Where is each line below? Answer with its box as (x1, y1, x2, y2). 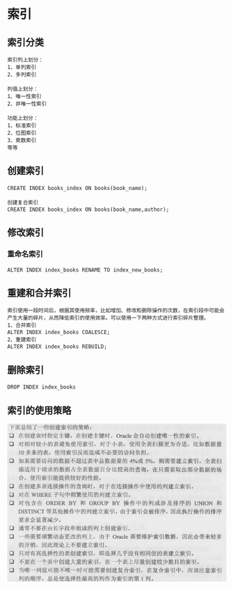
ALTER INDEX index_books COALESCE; (7, 329, 111, 336)
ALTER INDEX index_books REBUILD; (7, 343, 108, 350)
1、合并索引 (7, 322, 37, 329)
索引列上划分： (7, 56, 44, 63)
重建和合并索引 (7, 287, 72, 299)
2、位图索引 (7, 129, 37, 136)
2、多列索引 (7, 71, 37, 78)
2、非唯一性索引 (7, 100, 47, 107)
